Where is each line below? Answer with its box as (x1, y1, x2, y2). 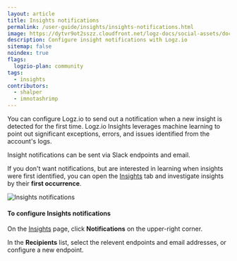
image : (7, 30, 27, 37)
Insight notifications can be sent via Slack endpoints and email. (7, 151, 190, 159)
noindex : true (7, 50, 49, 57)
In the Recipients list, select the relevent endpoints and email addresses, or (7, 238, 227, 247)
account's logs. (7, 137, 52, 145)
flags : (7, 56, 27, 63)
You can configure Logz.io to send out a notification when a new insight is (7, 115, 222, 123)
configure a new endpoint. (7, 246, 84, 254)
